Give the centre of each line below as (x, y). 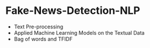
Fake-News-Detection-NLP (73, 11)
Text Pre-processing (39, 27)
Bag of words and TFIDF (43, 39)
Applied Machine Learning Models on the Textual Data (79, 32)
